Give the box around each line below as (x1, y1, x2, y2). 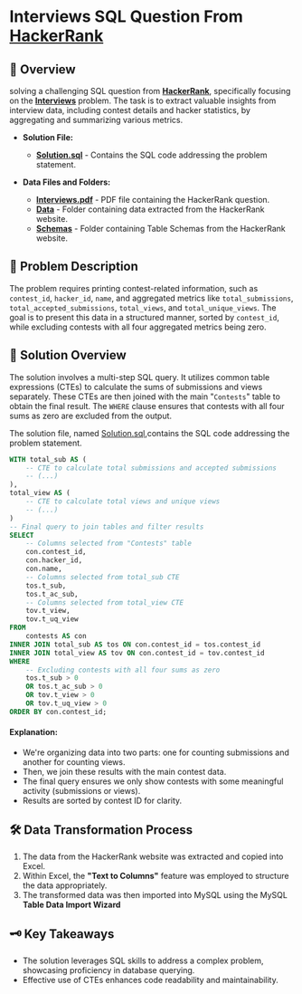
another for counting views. (22, 756, 126, 767)
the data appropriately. (22, 880, 108, 891)
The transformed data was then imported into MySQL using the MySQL (22, 889, 288, 900)
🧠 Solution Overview (9, 348, 127, 363)
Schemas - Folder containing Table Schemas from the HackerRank (35, 224, 287, 234)
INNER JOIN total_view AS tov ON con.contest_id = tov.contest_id (9, 648, 265, 657)
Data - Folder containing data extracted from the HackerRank (35, 204, 265, 215)
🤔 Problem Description (9, 259, 138, 274)
